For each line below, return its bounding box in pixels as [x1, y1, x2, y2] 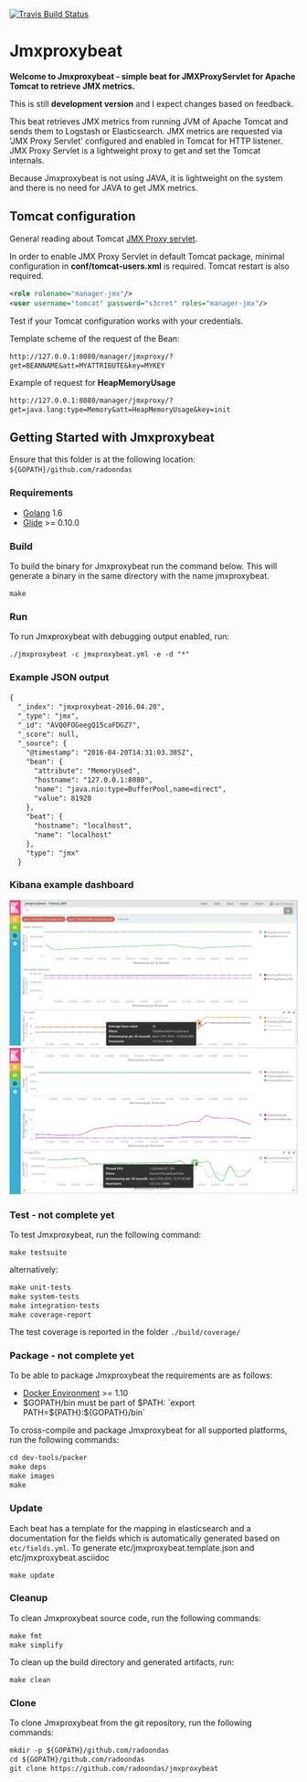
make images [9, 1472, 55, 1481]
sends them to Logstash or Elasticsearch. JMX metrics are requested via [9, 125, 283, 136]
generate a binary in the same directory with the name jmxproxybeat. [9, 570, 270, 581]
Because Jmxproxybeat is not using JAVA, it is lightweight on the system [9, 172, 283, 183]
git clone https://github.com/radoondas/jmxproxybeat [9, 1765, 219, 1774]
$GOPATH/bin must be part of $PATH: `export [22, 1397, 196, 1408]
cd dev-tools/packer [9, 1454, 89, 1463]
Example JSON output [9, 671, 110, 684]
